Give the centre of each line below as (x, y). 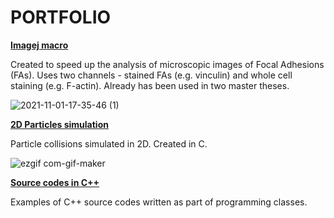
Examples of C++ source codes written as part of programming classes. (159, 202)
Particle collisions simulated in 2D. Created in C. (109, 143)
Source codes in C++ (55, 182)
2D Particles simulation (59, 124)
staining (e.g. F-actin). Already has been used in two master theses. (150, 85)
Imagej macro (39, 45)
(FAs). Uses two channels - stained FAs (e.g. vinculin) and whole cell (151, 75)
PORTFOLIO (61, 17)
